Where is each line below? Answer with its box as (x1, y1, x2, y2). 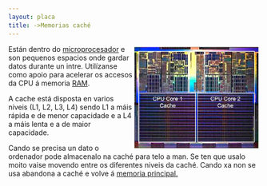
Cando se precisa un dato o (8, 143, 100, 152)
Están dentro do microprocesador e (8, 44, 126, 53)
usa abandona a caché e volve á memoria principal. (8, 168, 178, 178)
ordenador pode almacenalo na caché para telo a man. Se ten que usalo (8, 152, 246, 161)
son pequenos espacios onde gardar (8, 53, 130, 62)
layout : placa (8, 13, 56, 21)
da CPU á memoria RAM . (8, 78, 90, 88)
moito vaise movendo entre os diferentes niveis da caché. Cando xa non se (8, 160, 256, 169)
